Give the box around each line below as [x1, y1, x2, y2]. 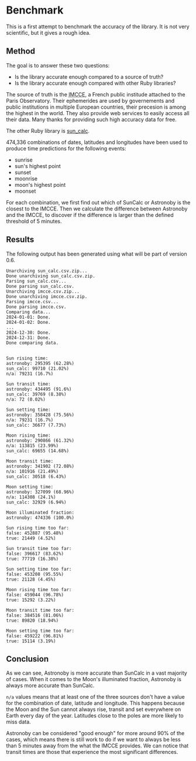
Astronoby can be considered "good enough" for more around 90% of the [6, 730, 185, 737]
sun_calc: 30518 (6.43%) [6, 474, 67, 480]
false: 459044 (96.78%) [6, 592, 64, 598]
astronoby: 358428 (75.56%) [6, 412, 75, 418]
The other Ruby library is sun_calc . [6, 127, 90, 134]
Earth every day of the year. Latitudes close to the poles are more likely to [6, 712, 184, 719]
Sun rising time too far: [6, 525, 69, 531]
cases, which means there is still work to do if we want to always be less [6, 736, 181, 743]
